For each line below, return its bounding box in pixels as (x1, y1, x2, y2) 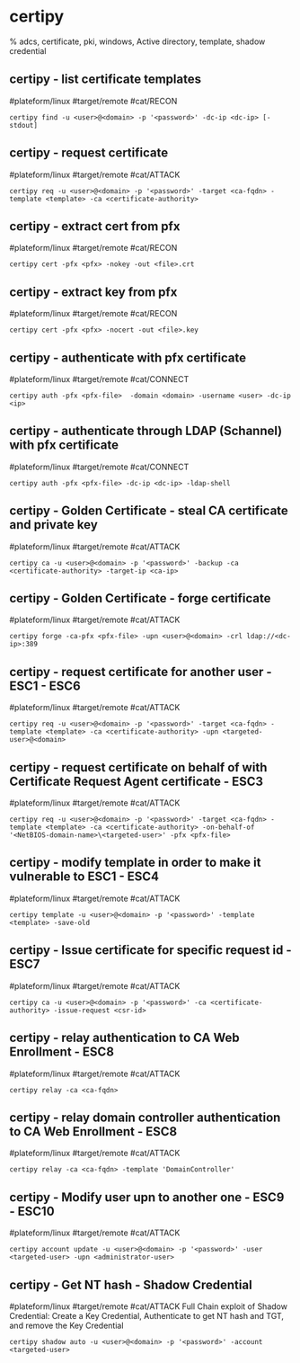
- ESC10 (9, 1203, 56, 1219)
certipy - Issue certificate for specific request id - (9, 942, 292, 958)
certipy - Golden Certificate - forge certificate (9, 591, 271, 606)
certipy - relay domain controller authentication (9, 1109, 281, 1125)
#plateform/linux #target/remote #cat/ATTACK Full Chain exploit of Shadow (9, 1301, 287, 1312)
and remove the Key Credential (9, 1320, 124, 1331)
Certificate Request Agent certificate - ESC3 (9, 773, 263, 788)
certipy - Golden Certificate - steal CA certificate (9, 503, 289, 519)
